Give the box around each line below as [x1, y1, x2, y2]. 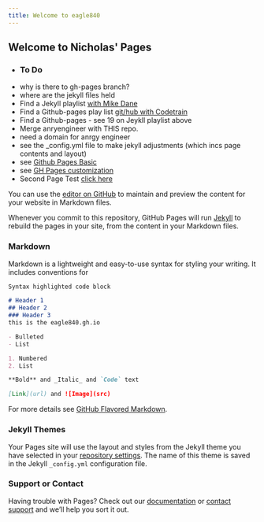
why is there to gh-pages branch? [19, 82, 130, 91]
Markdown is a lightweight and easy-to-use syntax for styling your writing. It [8, 259, 256, 268]
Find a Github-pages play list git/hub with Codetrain [19, 107, 188, 117]
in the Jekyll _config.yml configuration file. [8, 458, 147, 468]
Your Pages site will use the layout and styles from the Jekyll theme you [8, 442, 242, 451]
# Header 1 [8, 297, 44, 305]
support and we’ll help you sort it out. [8, 505, 129, 514]
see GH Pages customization [19, 166, 114, 176]
